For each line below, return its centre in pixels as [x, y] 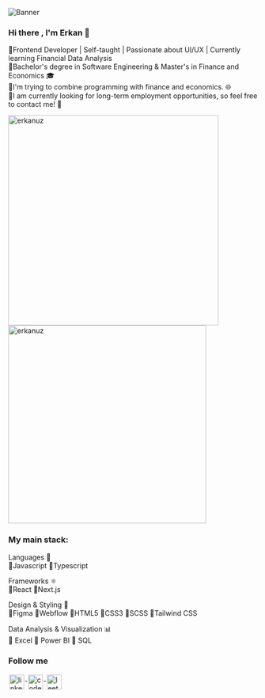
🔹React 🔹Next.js [34, 589]
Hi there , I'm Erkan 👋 [49, 32]
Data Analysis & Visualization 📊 [60, 628]
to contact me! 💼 [35, 104]
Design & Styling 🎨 [38, 605]
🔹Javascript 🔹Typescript [48, 565]
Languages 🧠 [30, 557]
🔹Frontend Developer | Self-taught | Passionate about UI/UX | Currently [125, 50]
